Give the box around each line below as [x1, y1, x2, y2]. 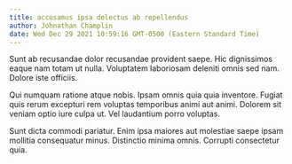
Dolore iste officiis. [9, 73, 78, 83]
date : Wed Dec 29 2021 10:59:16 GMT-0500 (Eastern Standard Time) [9, 29, 260, 38]
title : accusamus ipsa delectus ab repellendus [9, 12, 189, 22]
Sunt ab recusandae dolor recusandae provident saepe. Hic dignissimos [9, 54, 273, 65]
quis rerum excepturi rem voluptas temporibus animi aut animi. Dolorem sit [9, 99, 282, 110]
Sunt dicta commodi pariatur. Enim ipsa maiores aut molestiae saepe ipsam [9, 126, 284, 137]
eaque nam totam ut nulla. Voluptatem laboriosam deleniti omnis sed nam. [9, 63, 280, 74]
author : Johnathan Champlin [9, 21, 114, 30]
